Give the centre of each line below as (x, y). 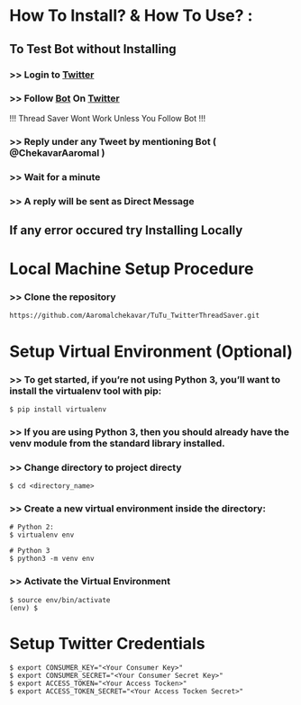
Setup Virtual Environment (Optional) (151, 351)
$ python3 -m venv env (52, 559)
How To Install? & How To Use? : (131, 16)
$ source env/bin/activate (60, 600)
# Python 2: (32, 528)
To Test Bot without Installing (93, 49)
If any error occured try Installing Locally (126, 230)
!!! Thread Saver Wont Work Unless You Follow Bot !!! (108, 118)
